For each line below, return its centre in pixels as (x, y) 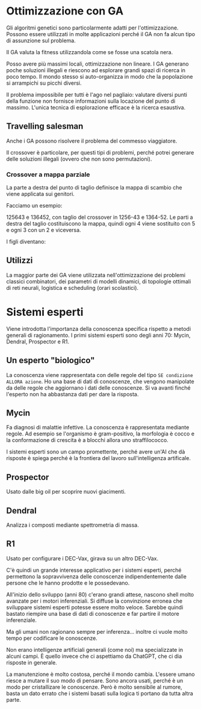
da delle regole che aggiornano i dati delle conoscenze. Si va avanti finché (98, 388)
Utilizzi (20, 261)
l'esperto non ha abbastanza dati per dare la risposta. (73, 394)
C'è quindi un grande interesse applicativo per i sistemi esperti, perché (94, 570)
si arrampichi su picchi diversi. (44, 83)
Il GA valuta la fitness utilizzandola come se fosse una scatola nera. (90, 52)
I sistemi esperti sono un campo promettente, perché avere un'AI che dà (96, 452)
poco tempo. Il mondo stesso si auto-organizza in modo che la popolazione (100, 76)
